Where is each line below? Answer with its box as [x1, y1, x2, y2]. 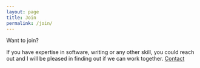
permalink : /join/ [6, 20, 53, 26]
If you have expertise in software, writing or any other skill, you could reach [6, 49, 195, 56]
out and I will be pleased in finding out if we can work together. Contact [6, 55, 185, 63]
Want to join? [6, 37, 39, 44]
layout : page [6, 8, 39, 15]
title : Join [6, 15, 36, 21]
